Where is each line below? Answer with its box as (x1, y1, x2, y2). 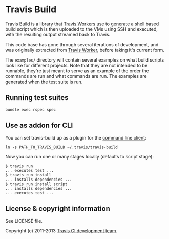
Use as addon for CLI (5, 121, 73, 130)
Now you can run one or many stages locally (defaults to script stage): (5, 153, 154, 160)
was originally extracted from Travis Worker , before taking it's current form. (5, 47, 165, 53)
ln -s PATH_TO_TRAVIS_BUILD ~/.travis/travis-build (5, 145, 118, 150)
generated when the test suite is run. (5, 78, 83, 85)
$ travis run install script (5, 181, 68, 187)
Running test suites (5, 93, 69, 102)
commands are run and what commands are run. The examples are (5, 73, 147, 79)
